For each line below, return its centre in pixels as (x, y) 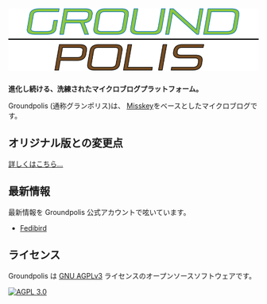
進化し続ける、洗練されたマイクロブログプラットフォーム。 (106, 89)
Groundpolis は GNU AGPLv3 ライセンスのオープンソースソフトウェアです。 (132, 275)
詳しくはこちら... (36, 164)
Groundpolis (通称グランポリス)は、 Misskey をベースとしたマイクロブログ (130, 106)
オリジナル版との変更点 (66, 143)
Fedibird (33, 228)
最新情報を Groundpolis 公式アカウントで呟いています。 (99, 212)
